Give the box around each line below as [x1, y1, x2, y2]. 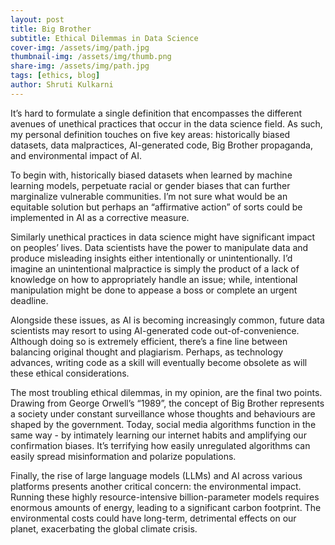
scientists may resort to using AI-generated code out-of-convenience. [10, 324, 300, 336]
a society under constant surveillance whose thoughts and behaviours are [10, 407, 316, 420]
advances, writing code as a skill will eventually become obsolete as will [10, 356, 308, 368]
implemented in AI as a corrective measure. [10, 211, 190, 223]
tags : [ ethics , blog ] [10, 71, 101, 81]
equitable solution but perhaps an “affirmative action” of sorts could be [10, 201, 303, 213]
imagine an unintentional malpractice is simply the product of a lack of [10, 262, 300, 275]
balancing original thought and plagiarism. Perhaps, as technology [10, 346, 284, 358]
